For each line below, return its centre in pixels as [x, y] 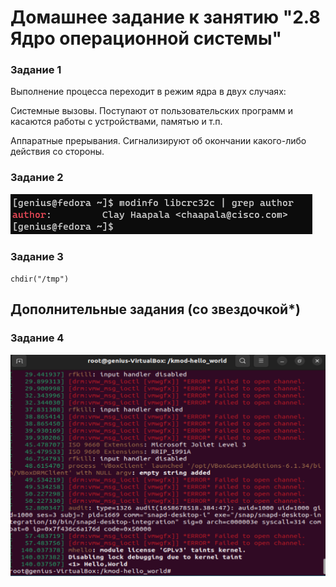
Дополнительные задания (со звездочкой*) [155, 309]
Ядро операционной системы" [146, 38]
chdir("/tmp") [40, 279]
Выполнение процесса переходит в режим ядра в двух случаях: [148, 92]
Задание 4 [37, 338]
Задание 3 [37, 256]
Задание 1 [36, 70]
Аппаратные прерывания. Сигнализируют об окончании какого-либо [158, 141]
